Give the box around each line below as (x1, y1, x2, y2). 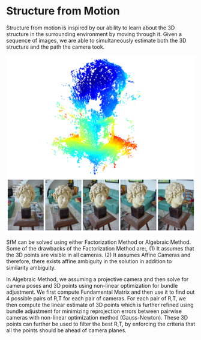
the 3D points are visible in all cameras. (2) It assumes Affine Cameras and (6, 251, 191, 258)
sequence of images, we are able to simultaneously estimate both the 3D (6, 37, 187, 44)
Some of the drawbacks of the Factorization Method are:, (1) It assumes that (6, 244, 194, 252)
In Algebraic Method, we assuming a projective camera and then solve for (6, 275, 189, 283)
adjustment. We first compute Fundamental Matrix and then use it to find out (6, 288, 195, 296)
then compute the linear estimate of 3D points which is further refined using (6, 301, 194, 308)
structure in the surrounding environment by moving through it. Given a (6, 30, 182, 37)
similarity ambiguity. (6, 264, 56, 271)
